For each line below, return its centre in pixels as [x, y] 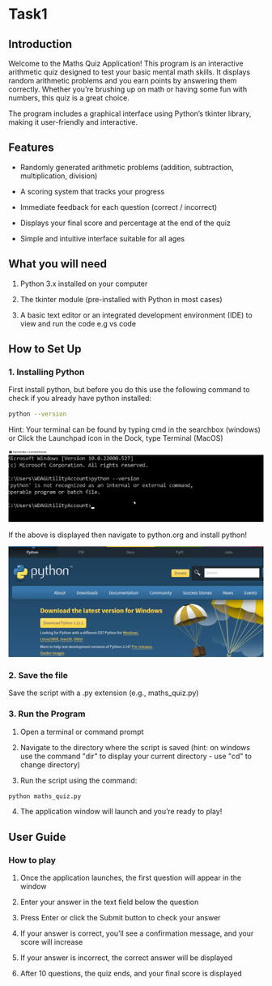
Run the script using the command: [79, 780]
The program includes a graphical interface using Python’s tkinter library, [130, 113]
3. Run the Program [47, 714]
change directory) [50, 764]
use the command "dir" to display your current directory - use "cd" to [136, 756]
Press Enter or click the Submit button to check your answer [120, 918]
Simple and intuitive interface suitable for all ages [102, 238]
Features [31, 148]
